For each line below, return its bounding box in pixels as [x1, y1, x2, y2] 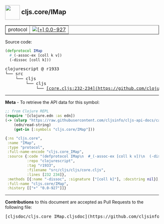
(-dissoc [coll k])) [9, 57, 51, 62]
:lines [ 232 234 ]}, [26, 172, 67, 177]
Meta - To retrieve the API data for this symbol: [5, 100, 100, 105]
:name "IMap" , [7, 140, 36, 145]
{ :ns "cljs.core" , [5, 136, 42, 141]
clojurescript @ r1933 [5, 66, 60, 72]
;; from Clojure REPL [5, 109, 49, 114]
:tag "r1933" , [26, 163, 56, 168]
